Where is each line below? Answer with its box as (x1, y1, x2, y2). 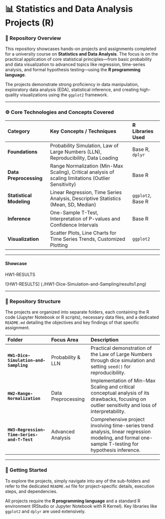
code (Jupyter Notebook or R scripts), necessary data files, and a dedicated (5, 315, 159, 320)
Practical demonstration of (90, 345, 152, 351)
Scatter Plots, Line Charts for (50, 229, 117, 236)
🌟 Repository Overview (5, 35, 61, 42)
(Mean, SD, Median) (50, 201, 97, 208)
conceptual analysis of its (90, 390, 150, 397)
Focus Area (51, 337, 79, 344)
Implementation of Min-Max (90, 377, 156, 384)
